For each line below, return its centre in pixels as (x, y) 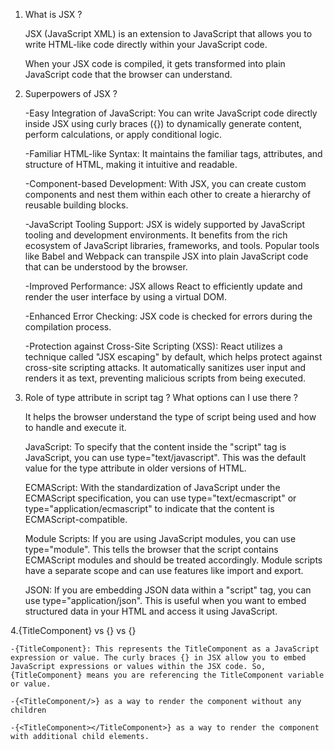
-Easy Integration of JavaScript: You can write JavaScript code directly (171, 113)
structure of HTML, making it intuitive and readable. (131, 164)
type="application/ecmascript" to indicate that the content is (149, 508)
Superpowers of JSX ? (71, 93)
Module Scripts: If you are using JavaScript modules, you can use (160, 538)
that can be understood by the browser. (106, 267)
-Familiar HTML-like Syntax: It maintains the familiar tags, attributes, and (173, 153)
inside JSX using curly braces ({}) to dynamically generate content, (163, 123)
